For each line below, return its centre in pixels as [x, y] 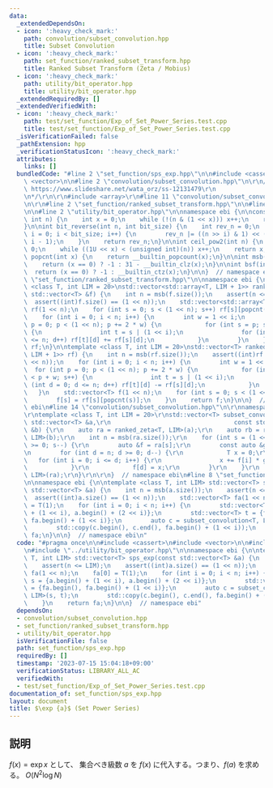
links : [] [41, 167]
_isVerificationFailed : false [67, 136]
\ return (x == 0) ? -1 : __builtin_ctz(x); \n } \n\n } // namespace [142, 272]
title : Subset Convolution [69, 46]
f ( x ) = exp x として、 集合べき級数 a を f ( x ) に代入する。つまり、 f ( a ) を [127, 764]
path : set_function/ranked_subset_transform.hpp [107, 62]
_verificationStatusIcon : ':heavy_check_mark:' [98, 151]
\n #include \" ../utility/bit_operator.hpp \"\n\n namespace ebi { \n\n [142, 551]
